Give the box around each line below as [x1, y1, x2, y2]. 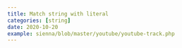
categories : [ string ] [7, 17, 71, 24]
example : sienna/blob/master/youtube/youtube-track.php [7, 30, 175, 37]
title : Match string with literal [7, 10, 109, 18]
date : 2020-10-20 [7, 23, 59, 30]
